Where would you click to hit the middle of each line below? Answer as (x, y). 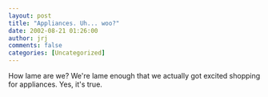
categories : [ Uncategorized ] (57, 53)
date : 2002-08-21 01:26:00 (53, 30)
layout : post (30, 16)
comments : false (35, 46)
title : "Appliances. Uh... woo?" (64, 23)
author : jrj (28, 38)
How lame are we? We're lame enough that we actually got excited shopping (134, 76)
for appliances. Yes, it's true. (55, 84)
